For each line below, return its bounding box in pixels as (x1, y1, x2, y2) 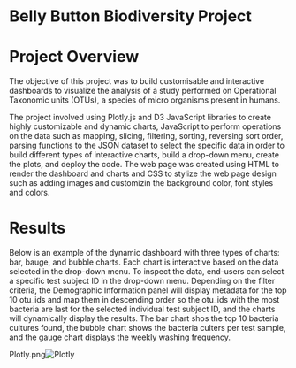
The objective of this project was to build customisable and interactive (9, 76, 265, 87)
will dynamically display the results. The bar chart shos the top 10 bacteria (9, 313, 279, 324)
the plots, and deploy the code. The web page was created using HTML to (9, 159, 280, 170)
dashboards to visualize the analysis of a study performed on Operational (9, 86, 277, 96)
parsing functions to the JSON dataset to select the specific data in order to (9, 140, 285, 151)
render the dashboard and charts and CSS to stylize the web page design (9, 168, 277, 179)
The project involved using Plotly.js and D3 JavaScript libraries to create (9, 112, 272, 123)
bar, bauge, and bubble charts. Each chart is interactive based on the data (9, 257, 279, 267)
